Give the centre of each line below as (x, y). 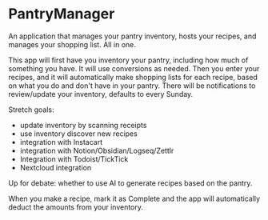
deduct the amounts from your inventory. (76, 207)
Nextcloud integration (56, 167)
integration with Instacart (61, 142)
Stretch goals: (31, 110)
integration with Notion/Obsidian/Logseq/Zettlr (97, 150)
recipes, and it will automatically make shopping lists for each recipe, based (133, 77)
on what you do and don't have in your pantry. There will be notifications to (132, 86)
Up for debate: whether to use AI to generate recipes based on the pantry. (130, 183)
